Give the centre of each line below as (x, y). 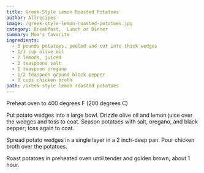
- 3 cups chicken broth (42, 80)
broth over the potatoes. (37, 146)
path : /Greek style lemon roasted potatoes (63, 86)
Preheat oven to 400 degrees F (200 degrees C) (67, 103)
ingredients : (23, 40)
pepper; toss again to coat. (40, 128)
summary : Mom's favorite (38, 35)
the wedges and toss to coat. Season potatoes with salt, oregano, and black (102, 122)
